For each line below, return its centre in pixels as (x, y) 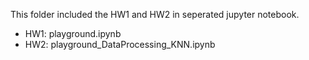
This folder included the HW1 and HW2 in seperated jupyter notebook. (155, 14)
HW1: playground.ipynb (73, 33)
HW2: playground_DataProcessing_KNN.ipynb (120, 44)
